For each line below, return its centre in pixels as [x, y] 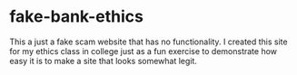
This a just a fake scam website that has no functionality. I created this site [148, 42]
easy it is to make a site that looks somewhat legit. [104, 61]
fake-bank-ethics [76, 17]
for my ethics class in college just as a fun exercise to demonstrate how [144, 51]
